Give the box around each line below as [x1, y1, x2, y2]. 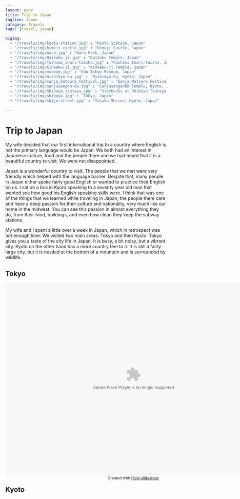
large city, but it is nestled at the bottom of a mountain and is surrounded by [5, 249, 166, 255]
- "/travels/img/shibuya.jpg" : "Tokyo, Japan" [10, 93, 114, 98]
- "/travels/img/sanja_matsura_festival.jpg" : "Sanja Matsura [10, 79, 148, 84]
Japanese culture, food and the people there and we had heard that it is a [5, 153, 161, 159]
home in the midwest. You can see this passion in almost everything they [5, 206, 159, 212]
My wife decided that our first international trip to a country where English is [5, 142, 166, 148]
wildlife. [5, 254, 22, 261]
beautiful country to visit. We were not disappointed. [5, 158, 116, 164]
